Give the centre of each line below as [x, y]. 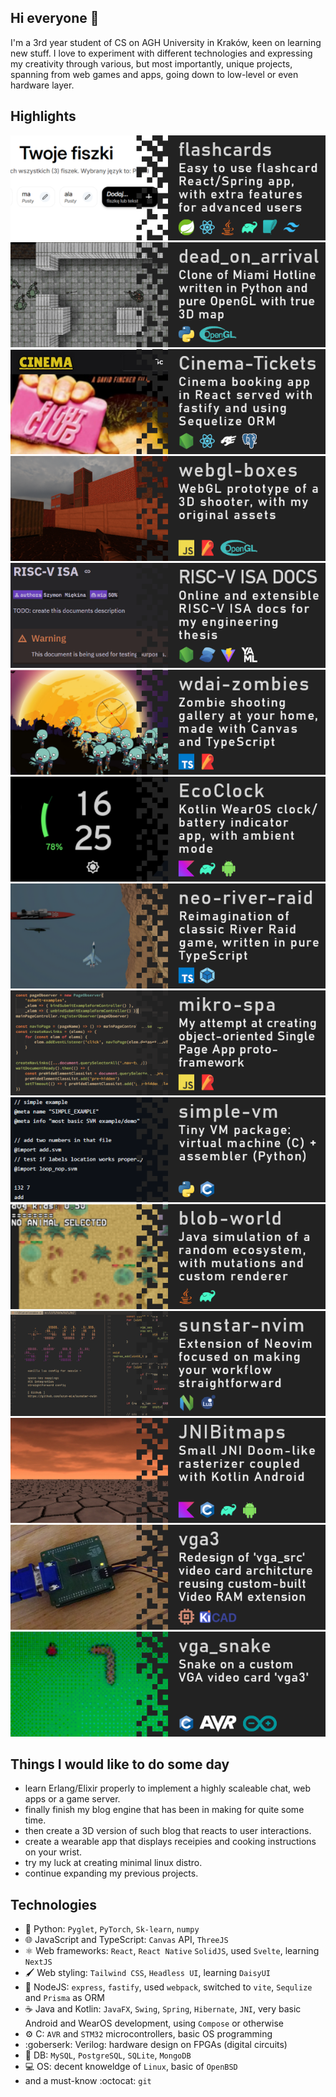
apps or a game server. [72, 1799]
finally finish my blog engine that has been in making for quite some [164, 1810]
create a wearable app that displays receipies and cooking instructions [170, 1842]
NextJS [38, 1962]
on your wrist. [53, 1852]
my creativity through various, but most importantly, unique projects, [151, 63]
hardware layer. [42, 85]
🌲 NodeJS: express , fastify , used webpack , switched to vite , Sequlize [168, 1987]
